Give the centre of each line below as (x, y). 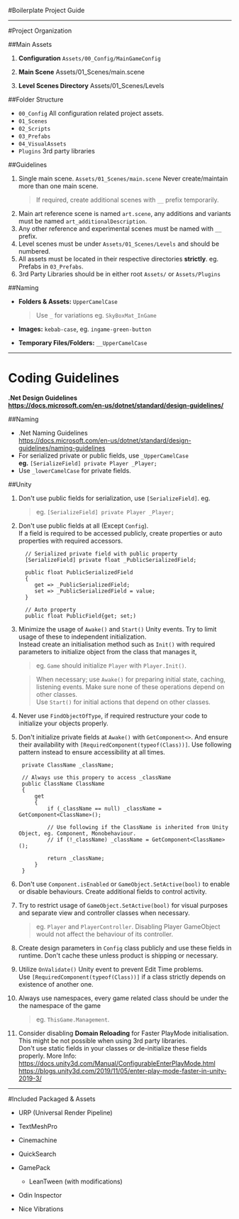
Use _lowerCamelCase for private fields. (75, 470)
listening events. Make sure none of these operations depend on (130, 687)
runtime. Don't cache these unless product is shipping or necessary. (118, 955)
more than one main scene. (58, 186)
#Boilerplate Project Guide (46, 10)
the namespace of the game (60, 1005)
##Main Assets (30, 44)
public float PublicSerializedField (79, 572)
